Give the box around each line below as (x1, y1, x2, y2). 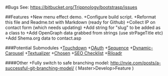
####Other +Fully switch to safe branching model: (5, 60, 109, 65)
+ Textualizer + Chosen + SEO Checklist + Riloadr (25, 50, 122, 56)
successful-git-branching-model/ (5, 65, 74, 71)
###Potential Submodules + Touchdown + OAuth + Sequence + (5, 45, 133, 50)
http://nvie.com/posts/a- (110, 60, 161, 65)
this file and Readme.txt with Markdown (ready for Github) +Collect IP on (5, 19, 155, 25)
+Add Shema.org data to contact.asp (5, 35, 82, 41)
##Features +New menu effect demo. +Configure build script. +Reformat (5, 14, 156, 19)
